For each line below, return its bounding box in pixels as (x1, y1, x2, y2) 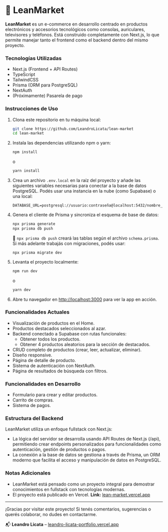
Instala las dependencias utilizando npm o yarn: (12, 140, 111, 146)
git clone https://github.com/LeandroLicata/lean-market (12, 126, 134, 131)
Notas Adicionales (5, 469, 51, 476)
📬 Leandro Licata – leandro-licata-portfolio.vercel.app (5, 521, 119, 527)
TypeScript (12, 71, 35, 77)
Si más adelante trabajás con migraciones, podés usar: (12, 240, 126, 246)
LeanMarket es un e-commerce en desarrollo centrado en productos (5, 21, 148, 27)
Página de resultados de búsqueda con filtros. (12, 367, 108, 374)
